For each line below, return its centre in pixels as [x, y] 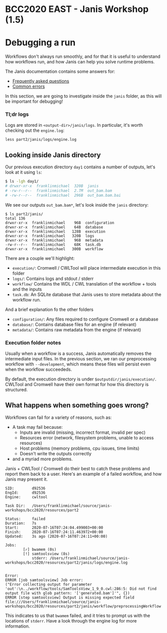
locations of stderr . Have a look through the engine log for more [71, 621]
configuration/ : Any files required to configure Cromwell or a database [85, 319]
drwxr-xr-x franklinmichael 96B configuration [60, 223]
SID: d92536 [25, 488]
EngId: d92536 [25, 493]
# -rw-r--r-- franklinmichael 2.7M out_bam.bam [59, 191]
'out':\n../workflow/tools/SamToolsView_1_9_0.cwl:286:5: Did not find [81, 589]
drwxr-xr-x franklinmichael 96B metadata [54, 240]
